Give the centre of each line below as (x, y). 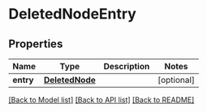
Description (127, 66)
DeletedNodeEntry (72, 14)
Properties (36, 44)
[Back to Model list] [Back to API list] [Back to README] (101, 100)
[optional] (176, 80)
